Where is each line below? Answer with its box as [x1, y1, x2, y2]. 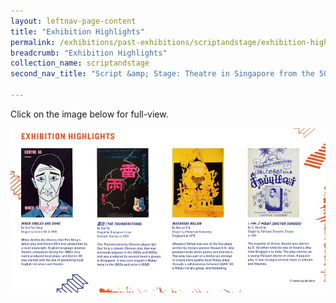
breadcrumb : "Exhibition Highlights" [10, 48, 168, 58]
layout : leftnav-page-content [10, 16, 137, 26]
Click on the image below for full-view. [10, 108, 169, 120]
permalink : [10, 37, 56, 47]
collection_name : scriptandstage [10, 58, 150, 69]
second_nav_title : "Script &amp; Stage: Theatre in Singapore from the [10, 69, 315, 79]
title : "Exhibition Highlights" [10, 26, 145, 37]
